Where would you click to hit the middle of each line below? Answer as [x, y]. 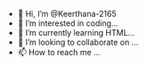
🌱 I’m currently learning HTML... [76, 33]
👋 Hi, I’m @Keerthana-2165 [67, 14]
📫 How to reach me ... [59, 52]
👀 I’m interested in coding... [68, 23]
